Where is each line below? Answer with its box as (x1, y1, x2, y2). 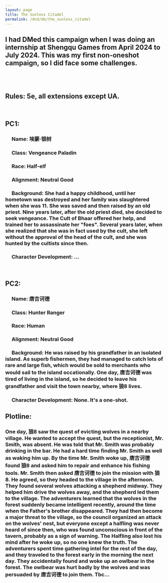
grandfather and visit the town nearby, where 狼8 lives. (5, 383, 142, 390)
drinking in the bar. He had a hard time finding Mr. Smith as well (5, 447, 162, 454)
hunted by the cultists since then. (5, 240, 89, 247)
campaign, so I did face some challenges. (5, 59, 137, 67)
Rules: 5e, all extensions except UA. (5, 92, 120, 100)
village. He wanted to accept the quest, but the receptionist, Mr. (5, 435, 163, 442)
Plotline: (5, 412, 32, 421)
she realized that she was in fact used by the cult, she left (5, 228, 148, 234)
